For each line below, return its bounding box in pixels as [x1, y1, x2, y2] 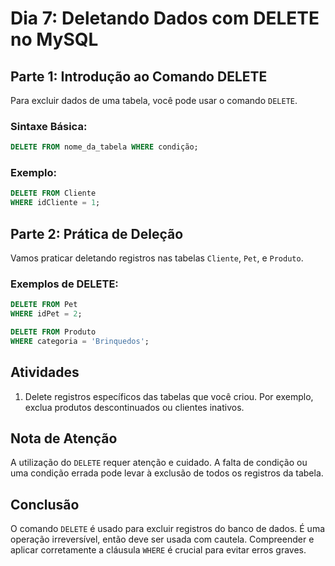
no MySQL [10, 28, 99, 51]
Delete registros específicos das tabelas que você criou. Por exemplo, [24, 390, 314, 402]
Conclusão [10, 496, 80, 513]
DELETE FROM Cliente [10, 188, 97, 199]
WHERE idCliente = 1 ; [10, 198, 101, 208]
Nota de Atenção [10, 430, 118, 447]
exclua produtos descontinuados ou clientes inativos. [24, 401, 245, 413]
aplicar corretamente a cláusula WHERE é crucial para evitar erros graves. [10, 544, 307, 556]
